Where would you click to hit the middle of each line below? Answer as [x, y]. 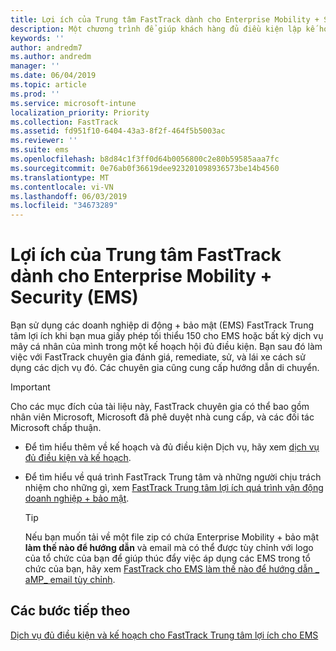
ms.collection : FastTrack [64, 122]
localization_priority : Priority [80, 112]
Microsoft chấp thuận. [56, 428]
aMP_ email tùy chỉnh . [70, 580]
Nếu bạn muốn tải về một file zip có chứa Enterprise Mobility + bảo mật [172, 537]
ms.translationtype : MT [60, 177]
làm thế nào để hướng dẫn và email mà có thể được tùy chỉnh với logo [169, 548]
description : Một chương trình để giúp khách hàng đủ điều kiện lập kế [162, 29]
